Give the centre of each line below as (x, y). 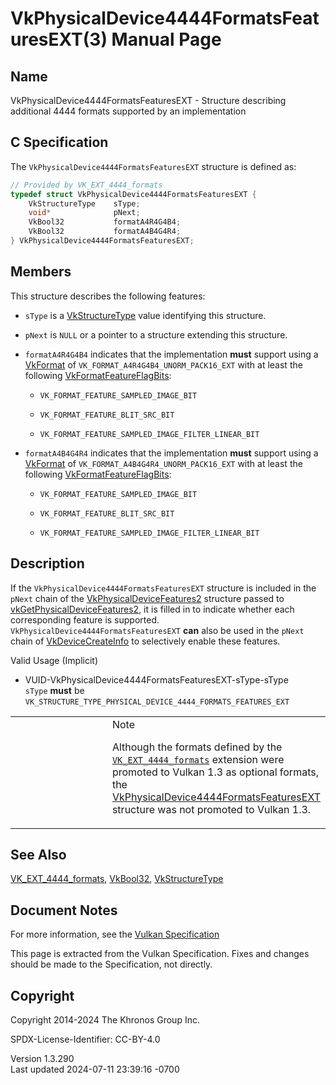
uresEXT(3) (59, 39)
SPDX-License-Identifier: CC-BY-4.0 (85, 1039)
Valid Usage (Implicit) (54, 660)
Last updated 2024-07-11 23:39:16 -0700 (95, 1069)
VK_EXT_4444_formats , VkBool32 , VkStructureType (117, 879)
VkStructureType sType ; (84, 203)
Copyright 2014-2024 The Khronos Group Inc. (105, 1020)
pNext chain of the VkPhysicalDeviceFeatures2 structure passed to (147, 598)
